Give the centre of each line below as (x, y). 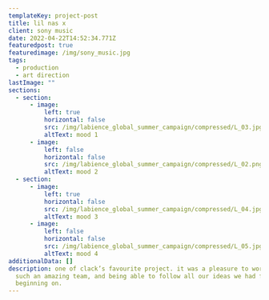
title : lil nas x (37, 23)
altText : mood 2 (71, 172)
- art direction (42, 75)
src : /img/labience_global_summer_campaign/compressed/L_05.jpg (153, 246)
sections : (25, 90)
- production (37, 68)
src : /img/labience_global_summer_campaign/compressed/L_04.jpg (153, 209)
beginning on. (39, 284)
